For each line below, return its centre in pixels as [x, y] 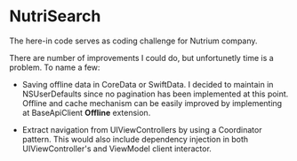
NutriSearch [55, 16]
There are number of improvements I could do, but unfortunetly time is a [141, 57]
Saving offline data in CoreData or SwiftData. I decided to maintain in [148, 84]
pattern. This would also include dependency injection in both [135, 139]
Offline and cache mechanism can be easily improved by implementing [152, 103]
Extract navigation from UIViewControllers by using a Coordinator [142, 129]
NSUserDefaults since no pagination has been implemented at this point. [155, 94]
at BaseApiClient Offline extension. [86, 112]
